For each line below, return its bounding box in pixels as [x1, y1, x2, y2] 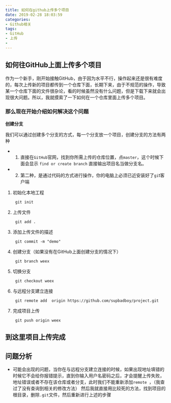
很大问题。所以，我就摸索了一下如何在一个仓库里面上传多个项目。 [9, 94, 148, 100]
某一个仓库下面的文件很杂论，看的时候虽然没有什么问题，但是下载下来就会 [5, 88, 161, 94]
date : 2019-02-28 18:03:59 [5, 12, 63, 17]
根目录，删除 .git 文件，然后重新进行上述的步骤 [12, 392, 111, 398]
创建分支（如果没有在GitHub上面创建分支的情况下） [12, 248, 121, 254]
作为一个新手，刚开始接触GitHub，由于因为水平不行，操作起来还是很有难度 [5, 75, 163, 81]
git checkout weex [15, 278, 54, 283]
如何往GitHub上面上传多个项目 [5, 61, 102, 69]
